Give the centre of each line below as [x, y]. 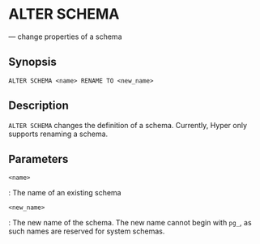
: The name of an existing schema [65, 193]
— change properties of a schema [65, 36]
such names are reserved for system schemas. [87, 231]
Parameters [38, 159]
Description [38, 106]
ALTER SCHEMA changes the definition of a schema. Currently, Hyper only [128, 125]
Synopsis [32, 62]
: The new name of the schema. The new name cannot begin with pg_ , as [130, 223]
